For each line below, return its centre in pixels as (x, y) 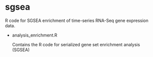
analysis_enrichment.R (34, 35)
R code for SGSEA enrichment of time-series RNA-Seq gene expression (77, 20)
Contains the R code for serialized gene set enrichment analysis (76, 44)
